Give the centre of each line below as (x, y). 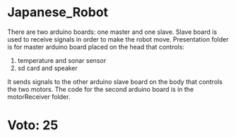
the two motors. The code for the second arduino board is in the (101, 89)
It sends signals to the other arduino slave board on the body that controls (115, 81)
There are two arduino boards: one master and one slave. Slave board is (112, 32)
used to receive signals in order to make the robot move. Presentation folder (118, 39)
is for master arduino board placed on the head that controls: (96, 47)
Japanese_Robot (58, 12)
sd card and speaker (47, 68)
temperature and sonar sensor (62, 60)
